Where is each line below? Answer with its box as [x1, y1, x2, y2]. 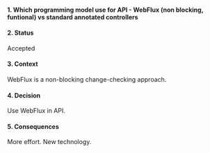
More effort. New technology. [7, 138, 92, 146]
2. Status [7, 28, 34, 37]
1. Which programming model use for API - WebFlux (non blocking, [7, 6, 204, 14]
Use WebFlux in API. [7, 107, 66, 115]
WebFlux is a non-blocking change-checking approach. [7, 75, 167, 83]
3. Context [7, 60, 38, 69]
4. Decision [7, 91, 40, 100]
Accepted [7, 44, 35, 52]
